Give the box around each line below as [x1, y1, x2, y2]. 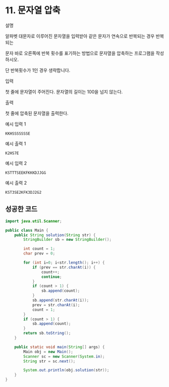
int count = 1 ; [23, 246, 55, 251]
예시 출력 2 [5, 180, 27, 186]
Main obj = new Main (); [23, 349, 73, 354]
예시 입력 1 [5, 121, 26, 127]
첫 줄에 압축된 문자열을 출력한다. [5, 110, 69, 116]
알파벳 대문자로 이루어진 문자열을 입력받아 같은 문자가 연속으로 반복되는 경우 [5, 33, 155, 39]
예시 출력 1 [5, 140, 26, 147]
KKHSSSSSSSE [5, 131, 30, 136]
